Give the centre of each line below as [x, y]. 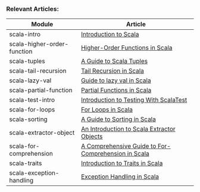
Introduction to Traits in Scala [122, 163]
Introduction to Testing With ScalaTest [134, 100]
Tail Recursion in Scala [113, 71]
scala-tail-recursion [38, 71]
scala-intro [25, 35]
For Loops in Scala [107, 110]
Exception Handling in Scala [120, 176]
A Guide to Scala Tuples [114, 61]
